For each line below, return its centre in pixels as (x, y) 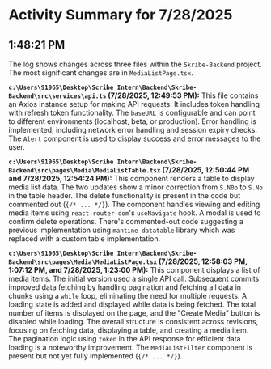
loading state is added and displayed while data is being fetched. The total (132, 304)
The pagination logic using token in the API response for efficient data (125, 339)
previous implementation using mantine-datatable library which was (122, 230)
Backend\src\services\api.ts (57, 96)
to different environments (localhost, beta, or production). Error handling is (133, 121)
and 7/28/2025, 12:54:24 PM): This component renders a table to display (131, 178)
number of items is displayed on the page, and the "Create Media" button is (134, 313)
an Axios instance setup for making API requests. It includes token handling (134, 104)
